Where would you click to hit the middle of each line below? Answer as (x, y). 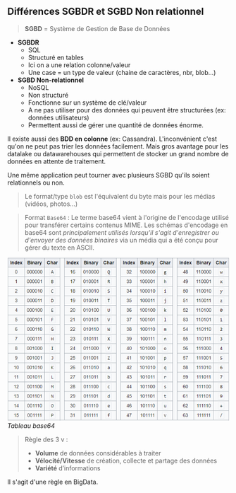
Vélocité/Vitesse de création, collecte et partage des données (126, 460)
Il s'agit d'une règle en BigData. (53, 482)
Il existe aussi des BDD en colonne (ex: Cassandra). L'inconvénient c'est (112, 139)
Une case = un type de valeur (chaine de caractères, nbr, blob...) (122, 72)
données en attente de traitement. (57, 161)
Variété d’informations (68, 468)
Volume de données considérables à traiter (98, 453)
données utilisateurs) (58, 117)
